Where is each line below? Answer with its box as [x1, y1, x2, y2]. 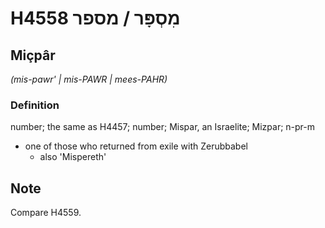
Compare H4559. [10, 207, 82, 219]
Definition [10, 98, 60, 112]
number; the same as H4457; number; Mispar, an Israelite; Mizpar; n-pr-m [10, 121, 316, 133]
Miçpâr [10, 47, 56, 64]
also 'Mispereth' [39, 151, 107, 163]
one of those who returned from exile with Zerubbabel [24, 140, 248, 152]
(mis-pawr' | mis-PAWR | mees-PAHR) [10, 73, 168, 85]
